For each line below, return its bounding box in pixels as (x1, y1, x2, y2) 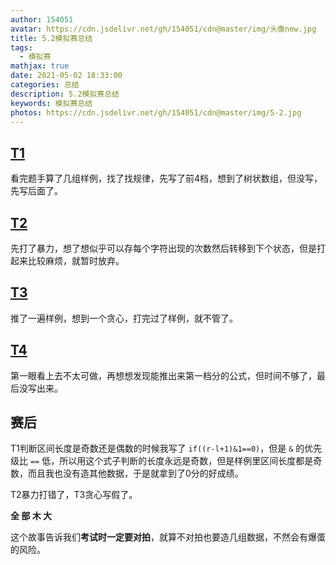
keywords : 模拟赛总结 (10, 98, 93, 108)
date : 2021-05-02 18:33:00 (10, 71, 123, 81)
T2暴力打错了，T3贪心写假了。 (10, 489, 138, 501)
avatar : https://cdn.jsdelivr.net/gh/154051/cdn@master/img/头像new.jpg (10, 24, 317, 34)
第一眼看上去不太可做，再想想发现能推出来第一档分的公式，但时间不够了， (10, 369, 317, 381)
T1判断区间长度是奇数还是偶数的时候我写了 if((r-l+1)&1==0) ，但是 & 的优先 (10, 442, 323, 455)
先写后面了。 (10, 185, 63, 197)
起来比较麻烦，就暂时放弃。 (10, 255, 125, 266)
